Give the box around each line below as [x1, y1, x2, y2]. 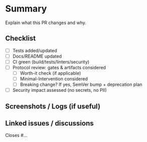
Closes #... [5, 132, 28, 138]
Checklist [5, 34, 36, 43]
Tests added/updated [12, 47, 57, 53]
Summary [5, 3, 47, 15]
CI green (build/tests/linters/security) [12, 59, 90, 65]
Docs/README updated [12, 53, 62, 59]
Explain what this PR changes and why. [5, 20, 87, 26]
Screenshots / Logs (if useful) [5, 102, 101, 110]
